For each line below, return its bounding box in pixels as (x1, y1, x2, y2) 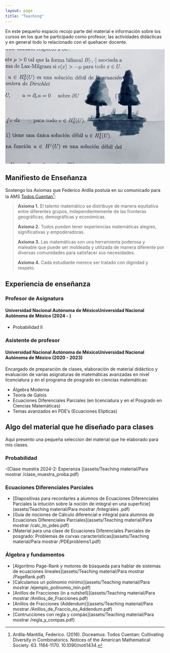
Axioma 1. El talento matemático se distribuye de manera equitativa (17, 203, 158, 209)
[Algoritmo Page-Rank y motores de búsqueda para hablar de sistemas (12, 563, 161, 569)
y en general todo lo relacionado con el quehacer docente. (5, 39, 127, 45)
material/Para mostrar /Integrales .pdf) (50, 506, 130, 512)
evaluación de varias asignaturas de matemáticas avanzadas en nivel (5, 371, 150, 377)
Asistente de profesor (5, 336, 60, 343)
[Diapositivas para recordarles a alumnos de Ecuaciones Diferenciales (12, 495, 159, 502)
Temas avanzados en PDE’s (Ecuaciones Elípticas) (12, 408, 117, 414)
